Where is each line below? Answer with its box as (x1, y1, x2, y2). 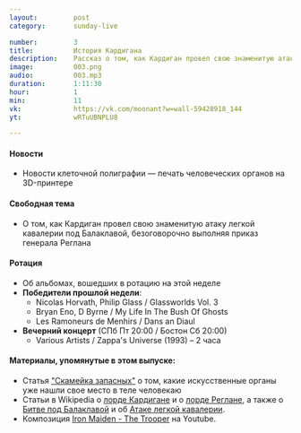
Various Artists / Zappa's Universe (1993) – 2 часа (35, 334, 221, 345)
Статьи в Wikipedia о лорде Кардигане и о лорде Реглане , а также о (21, 394, 284, 405)
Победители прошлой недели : (21, 287, 142, 298)
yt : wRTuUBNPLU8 (9, 113, 118, 122)
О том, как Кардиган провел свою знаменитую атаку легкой (21, 218, 255, 229)
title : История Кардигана (9, 46, 142, 55)
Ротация (9, 257, 43, 269)
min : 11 (9, 96, 82, 105)
